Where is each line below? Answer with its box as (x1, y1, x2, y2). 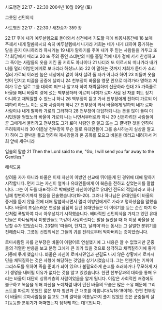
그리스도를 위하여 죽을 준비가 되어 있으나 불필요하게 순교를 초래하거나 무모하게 (5, 263, 152, 269)
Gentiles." (5, 154, 25, 160)
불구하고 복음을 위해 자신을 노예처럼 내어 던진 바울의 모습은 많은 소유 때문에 (5, 282, 147, 287)
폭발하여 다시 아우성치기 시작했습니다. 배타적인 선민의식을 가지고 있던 (17, 211, 148, 216)
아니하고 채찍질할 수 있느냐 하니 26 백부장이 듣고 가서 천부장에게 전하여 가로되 (5, 96, 152, 101)
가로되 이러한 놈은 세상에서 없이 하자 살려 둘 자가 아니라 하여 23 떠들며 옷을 (14, 72, 156, 77)
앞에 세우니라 (10, 138, 35, 144)
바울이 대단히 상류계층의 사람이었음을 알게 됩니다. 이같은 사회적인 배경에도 (14, 276, 154, 281)
